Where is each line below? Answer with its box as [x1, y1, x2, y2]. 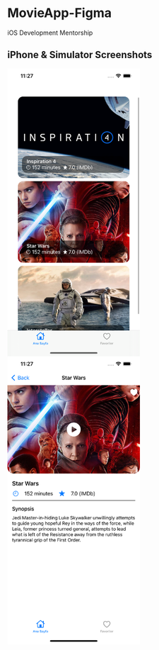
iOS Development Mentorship [7, 28, 93, 37]
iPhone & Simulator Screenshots [7, 49, 153, 61]
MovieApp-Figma [7, 5, 112, 21]
